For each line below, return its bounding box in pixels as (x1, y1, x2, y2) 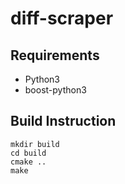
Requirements (10, 47, 100, 64)
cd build (10, 148, 47, 158)
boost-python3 (24, 84, 87, 96)
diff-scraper (10, 7, 114, 30)
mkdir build (10, 139, 60, 149)
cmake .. (10, 157, 47, 167)
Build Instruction (10, 113, 117, 130)
